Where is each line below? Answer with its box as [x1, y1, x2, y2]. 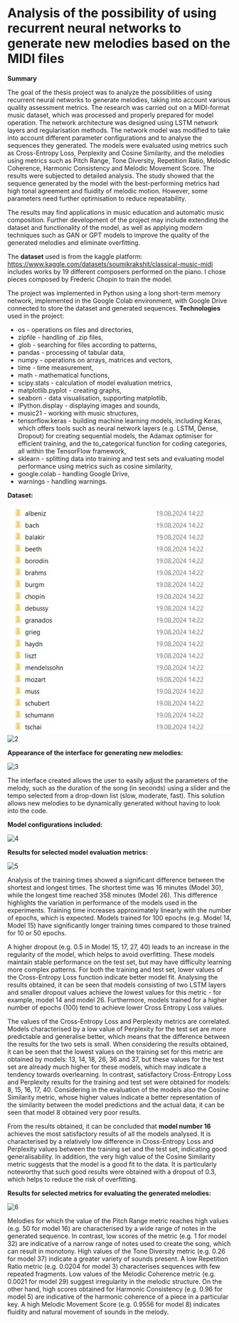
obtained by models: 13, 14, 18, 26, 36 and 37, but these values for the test [7, 1055, 224, 1063]
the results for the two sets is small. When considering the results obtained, [7, 1040, 229, 1048]
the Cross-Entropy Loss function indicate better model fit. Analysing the [7, 972, 218, 981]
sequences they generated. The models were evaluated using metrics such [7, 141, 228, 149]
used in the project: [7, 311, 65, 320]
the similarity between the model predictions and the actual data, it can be [7, 1100, 225, 1109]
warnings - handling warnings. [17, 477, 108, 486]
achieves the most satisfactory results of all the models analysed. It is [7, 1130, 211, 1138]
